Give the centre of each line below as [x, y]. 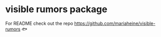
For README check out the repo [39, 23]
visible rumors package [56, 9]
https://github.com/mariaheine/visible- [115, 23]
